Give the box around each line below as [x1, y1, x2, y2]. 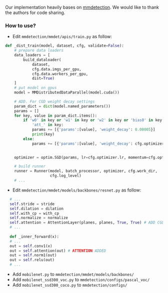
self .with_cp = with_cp [9, 211, 59, 216]
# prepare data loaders [14, 48, 64, 53]
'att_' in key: [31, 123, 64, 128]
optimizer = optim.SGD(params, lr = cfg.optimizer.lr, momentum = [14, 155, 149, 160]
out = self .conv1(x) [9, 243, 52, 248]
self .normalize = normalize [9, 216, 68, 221]
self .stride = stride [9, 201, 55, 207]
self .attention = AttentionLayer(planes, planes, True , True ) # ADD [9, 220, 155, 225]
